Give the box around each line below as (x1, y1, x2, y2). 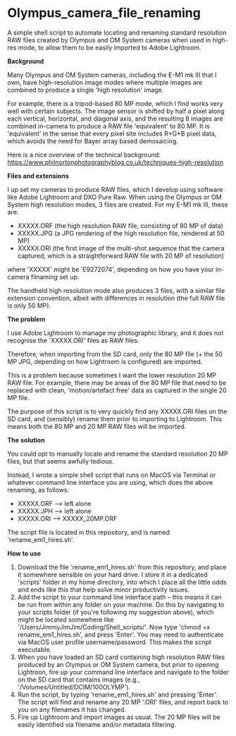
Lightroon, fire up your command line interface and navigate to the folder (17, 668, 230, 676)
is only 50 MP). (7, 301, 51, 310)
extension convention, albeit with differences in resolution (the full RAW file (7, 294, 225, 302)
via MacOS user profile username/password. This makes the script (17, 637, 211, 646)
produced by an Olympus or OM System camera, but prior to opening (17, 660, 220, 668)
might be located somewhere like (17, 615, 114, 624)
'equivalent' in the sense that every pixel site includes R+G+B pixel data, (7, 129, 217, 138)
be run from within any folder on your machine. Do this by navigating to (17, 600, 225, 608)
